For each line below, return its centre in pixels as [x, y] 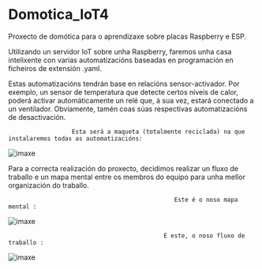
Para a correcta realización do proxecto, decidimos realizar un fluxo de [124, 168]
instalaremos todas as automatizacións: [76, 138]
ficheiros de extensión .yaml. [55, 68]
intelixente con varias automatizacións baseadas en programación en [121, 60]
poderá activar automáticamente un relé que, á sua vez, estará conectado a [131, 100]
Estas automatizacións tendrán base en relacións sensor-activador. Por [124, 84]
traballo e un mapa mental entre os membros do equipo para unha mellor [127, 177]
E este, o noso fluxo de [204, 235]
